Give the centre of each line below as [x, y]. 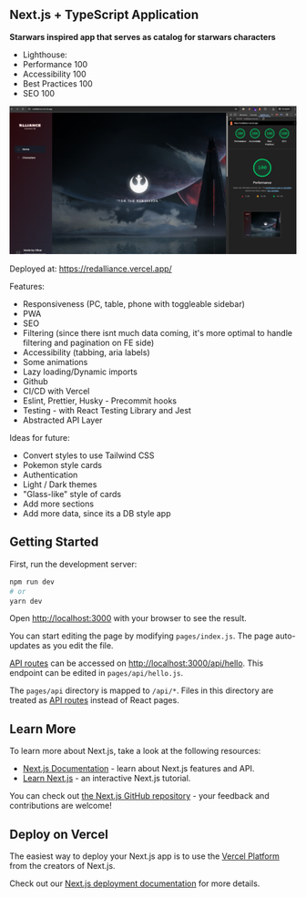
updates [25, 646]
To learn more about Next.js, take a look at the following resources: [135, 751]
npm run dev [32, 582]
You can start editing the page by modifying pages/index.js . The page [142, 636]
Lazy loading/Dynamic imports [80, 372]
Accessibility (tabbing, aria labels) [86, 352]
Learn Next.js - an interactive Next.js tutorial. [107, 779]
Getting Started [54, 542]
